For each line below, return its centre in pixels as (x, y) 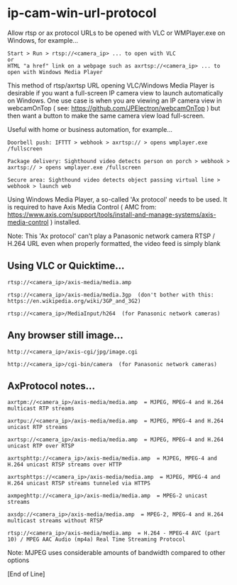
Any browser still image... (65, 335)
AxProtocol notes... (51, 386)
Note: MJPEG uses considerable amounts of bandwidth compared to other (116, 553)
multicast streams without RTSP (55, 521)
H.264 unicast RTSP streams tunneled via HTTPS (79, 483)
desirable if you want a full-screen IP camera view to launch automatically (115, 93)
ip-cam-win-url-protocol (82, 13)
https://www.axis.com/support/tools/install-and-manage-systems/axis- (112, 214)
